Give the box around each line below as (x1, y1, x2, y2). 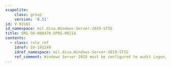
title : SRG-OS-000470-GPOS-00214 (5, 31, 76, 36)
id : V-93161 (5, 21, 31, 27)
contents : (5, 36, 26, 41)
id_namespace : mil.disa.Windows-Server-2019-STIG (5, 26, 113, 31)
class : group (14, 12, 42, 17)
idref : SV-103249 (14, 45, 51, 50)
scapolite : (5, 7, 28, 13)
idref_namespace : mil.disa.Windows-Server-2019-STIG (14, 49, 129, 54)
